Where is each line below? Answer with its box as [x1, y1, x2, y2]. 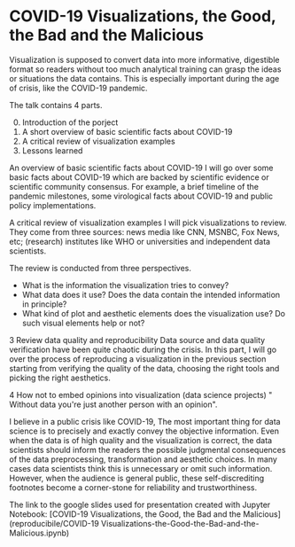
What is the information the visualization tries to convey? [21, 279, 229, 290]
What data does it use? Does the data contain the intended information [21, 289, 281, 300]
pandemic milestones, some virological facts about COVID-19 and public [9, 191, 274, 201]
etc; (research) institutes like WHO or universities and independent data [9, 236, 271, 246]
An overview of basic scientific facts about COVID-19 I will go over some [9, 162, 274, 173]
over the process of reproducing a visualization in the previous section [9, 353, 267, 364]
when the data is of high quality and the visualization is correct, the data [9, 434, 273, 445]
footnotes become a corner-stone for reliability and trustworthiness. [9, 481, 258, 493]
